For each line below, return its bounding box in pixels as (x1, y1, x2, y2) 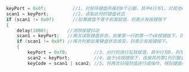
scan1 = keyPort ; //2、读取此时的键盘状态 (6, 11, 125, 17)
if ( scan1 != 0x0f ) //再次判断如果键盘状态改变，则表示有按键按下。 (17, 38, 171, 44)
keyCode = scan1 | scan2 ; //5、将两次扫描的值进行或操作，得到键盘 (27, 60, 182, 66)
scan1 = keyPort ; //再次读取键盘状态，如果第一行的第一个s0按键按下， (17, 33, 180, 39)
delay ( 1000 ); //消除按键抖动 (17, 27, 100, 34)
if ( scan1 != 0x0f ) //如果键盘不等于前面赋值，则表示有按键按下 (6, 17, 166, 22)
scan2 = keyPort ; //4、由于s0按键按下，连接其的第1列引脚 (27, 55, 181, 61)
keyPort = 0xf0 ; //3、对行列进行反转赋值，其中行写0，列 (27, 50, 180, 55)
